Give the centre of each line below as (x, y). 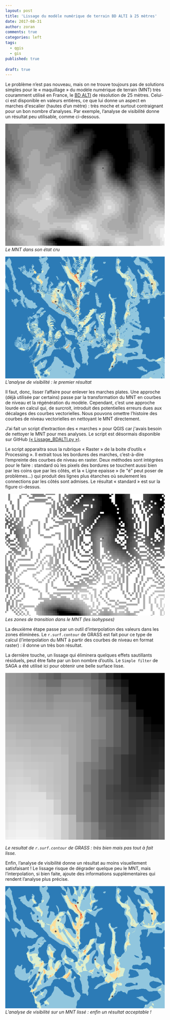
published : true (22, 59)
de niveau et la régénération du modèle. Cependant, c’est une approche (80, 403)
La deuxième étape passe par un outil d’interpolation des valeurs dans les (82, 629)
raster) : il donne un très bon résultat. (44, 645)
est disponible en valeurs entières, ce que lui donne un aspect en (78, 101)
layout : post (19, 11)
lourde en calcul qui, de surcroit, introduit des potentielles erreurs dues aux (83, 408)
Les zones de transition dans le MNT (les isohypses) (60, 620)
